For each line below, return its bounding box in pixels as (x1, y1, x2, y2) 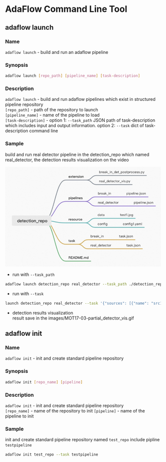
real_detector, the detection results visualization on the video (5, 157, 129, 163)
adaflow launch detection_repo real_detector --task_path (5, 282, 127, 287)
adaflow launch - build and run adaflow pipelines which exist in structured (5, 96, 156, 102)
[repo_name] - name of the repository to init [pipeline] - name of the (5, 408, 145, 414)
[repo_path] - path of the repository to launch (5, 107, 98, 113)
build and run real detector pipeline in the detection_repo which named (5, 151, 150, 157)
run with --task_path (12, 272, 55, 277)
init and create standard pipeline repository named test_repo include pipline (5, 437, 160, 443)
